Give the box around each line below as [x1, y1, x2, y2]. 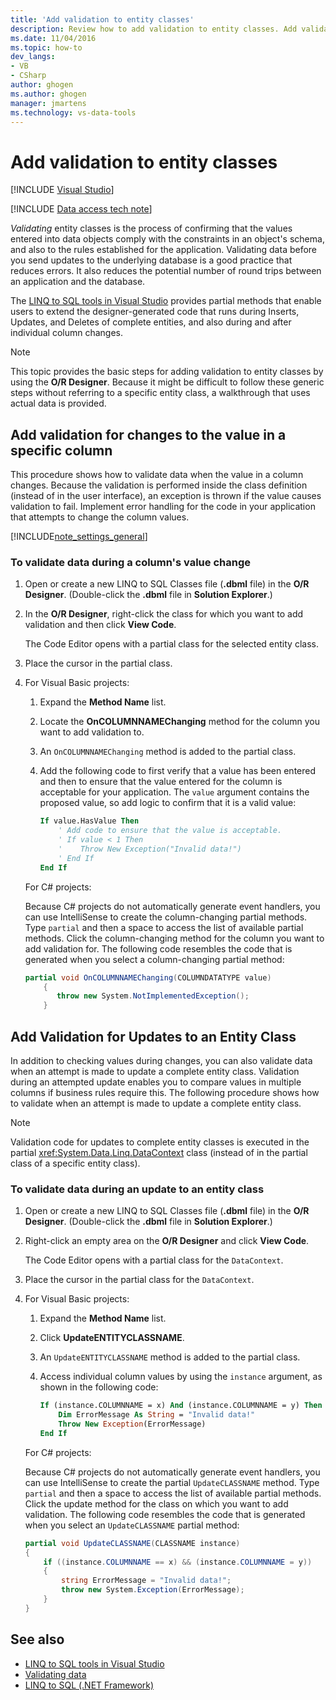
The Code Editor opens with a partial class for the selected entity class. [24, 638, 319, 650]
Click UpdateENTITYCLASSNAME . [39, 1332, 185, 1344]
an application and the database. [10, 276, 146, 288]
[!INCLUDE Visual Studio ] [10, 184, 115, 196]
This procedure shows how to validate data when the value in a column [10, 469, 304, 481]
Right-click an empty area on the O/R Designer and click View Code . [24, 1235, 310, 1247]
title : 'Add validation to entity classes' [10, 14, 195, 25]
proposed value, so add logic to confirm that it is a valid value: [39, 797, 297, 809]
